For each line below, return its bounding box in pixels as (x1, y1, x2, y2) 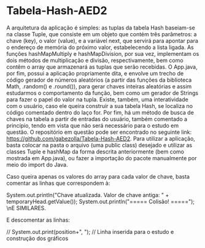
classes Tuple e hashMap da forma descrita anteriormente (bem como (6, 148, 184, 155)
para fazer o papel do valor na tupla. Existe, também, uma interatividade (6, 96, 188, 103)
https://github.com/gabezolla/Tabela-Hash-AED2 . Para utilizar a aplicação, (6, 134, 195, 142)
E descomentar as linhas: (6, 216, 71, 223)
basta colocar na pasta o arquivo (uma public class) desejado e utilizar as (6, 141, 192, 149)
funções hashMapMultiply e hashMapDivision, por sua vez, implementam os (6, 50, 199, 57)
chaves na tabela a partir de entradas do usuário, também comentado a (6, 115, 188, 123)
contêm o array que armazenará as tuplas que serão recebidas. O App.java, (6, 63, 198, 71)
